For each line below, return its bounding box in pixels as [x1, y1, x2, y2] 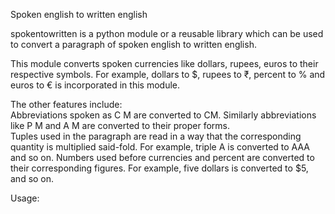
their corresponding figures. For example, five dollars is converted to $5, [10, 162, 309, 174]
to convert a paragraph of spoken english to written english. [10, 39, 257, 50]
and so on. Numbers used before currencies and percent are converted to [10, 152, 315, 163]
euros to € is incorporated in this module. [10, 79, 180, 91]
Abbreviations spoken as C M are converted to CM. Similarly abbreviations [10, 109, 317, 121]
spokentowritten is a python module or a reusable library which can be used [10, 28, 324, 39]
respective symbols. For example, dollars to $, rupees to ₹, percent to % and [10, 69, 326, 80]
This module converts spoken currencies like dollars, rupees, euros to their [10, 58, 319, 69]
